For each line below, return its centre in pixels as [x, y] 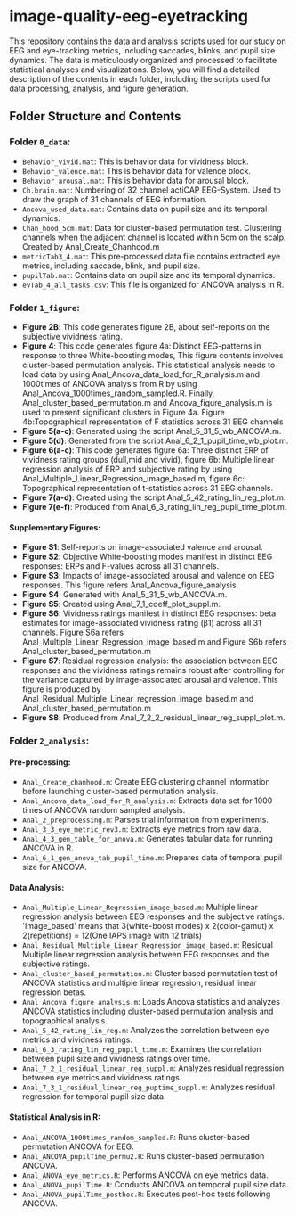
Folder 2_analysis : [49, 741]
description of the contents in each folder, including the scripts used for [140, 78]
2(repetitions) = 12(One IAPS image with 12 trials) [112, 936]
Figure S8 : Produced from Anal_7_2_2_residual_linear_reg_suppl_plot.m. [154, 718]
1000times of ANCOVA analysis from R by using [109, 383]
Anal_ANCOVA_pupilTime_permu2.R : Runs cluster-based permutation [143, 1155]
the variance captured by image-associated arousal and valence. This [150, 680]
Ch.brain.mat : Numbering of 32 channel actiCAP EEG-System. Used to [152, 190]
